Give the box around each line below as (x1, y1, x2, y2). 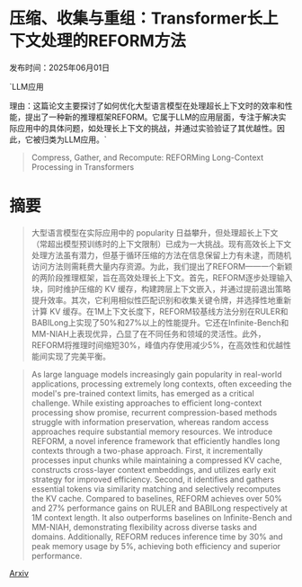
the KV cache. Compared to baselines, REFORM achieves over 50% (31, 493, 283, 503)
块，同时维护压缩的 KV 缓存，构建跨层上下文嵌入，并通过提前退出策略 (31, 283, 291, 294)
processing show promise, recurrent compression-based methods (31, 406, 278, 418)
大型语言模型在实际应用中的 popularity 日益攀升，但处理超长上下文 (31, 227, 279, 238)
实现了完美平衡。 (47, 351, 111, 361)
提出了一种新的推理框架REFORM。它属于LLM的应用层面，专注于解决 (24, 111, 279, 122)
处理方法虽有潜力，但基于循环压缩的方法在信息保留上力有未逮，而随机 (31, 249, 292, 261)
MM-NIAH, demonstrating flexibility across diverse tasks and (31, 521, 258, 532)
